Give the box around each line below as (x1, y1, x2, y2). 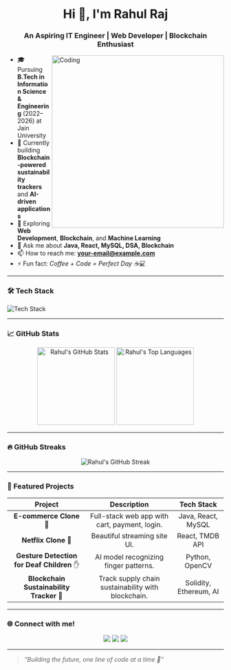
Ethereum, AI (177, 587, 219, 596)
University (16, 131, 47, 140)
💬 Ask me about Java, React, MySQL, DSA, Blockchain (16, 242, 174, 250)
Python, (185, 552, 211, 562)
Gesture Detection (16, 551, 78, 560)
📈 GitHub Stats (7, 328, 60, 338)
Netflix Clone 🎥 (21, 535, 72, 544)
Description (109, 500, 149, 509)
